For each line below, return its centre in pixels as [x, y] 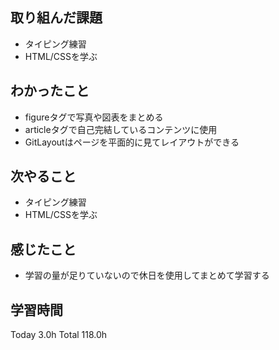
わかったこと [50, 91]
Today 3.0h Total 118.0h [59, 335]
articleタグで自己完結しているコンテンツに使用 [121, 129]
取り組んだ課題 [56, 18]
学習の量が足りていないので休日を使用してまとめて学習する [147, 275]
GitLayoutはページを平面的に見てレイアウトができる [132, 142]
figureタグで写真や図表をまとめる [94, 117]
